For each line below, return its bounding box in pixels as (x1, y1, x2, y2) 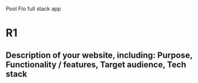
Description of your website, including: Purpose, (5, 50, 193, 60)
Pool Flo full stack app (5, 5, 61, 12)
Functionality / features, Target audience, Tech (5, 60, 186, 70)
